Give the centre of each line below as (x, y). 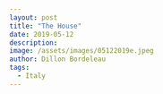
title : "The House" (46, 26)
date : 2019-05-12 (42, 34)
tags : (19, 68)
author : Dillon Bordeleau (57, 59)
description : (34, 43)
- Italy (32, 76)
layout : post (34, 17)
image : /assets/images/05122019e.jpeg (81, 51)
